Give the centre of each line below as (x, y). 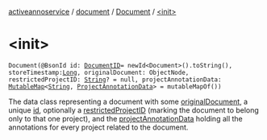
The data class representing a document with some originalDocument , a (128, 101)
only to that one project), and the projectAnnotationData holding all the (126, 118)
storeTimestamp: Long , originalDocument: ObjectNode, (99, 72)
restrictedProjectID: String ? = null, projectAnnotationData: (115, 80)
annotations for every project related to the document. (98, 127)
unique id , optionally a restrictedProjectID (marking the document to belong (134, 110)
